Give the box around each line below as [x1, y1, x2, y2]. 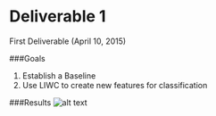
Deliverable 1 [9, 6, 106, 27]
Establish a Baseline [21, 70, 96, 81]
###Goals [9, 53, 46, 63]
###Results [9, 96, 52, 108]
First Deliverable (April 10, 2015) [9, 36, 127, 46]
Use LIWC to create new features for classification [21, 79, 208, 90]
